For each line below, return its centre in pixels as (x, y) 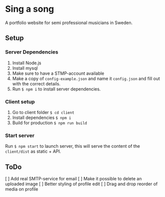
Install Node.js (27, 63)
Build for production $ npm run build (49, 123)
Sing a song (30, 9)
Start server (20, 135)
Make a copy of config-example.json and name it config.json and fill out (86, 78)
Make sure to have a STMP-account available (58, 73)
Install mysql (25, 68)
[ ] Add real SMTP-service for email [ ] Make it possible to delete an (73, 179)
